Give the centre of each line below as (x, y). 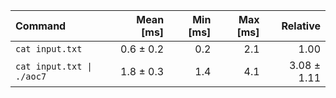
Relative (301, 26)
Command (41, 26)
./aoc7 (31, 76)
